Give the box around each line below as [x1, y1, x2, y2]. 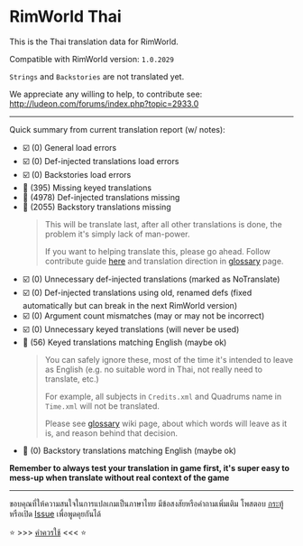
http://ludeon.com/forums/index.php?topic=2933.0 [9, 97, 199, 109]
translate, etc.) [44, 373, 99, 384]
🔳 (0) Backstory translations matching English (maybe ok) [22, 445, 237, 456]
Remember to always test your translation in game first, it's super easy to [9, 462, 290, 473]
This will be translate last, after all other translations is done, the [44, 218, 282, 229]
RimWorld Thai [9, 6, 122, 27]
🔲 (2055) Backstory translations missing [22, 201, 171, 212]
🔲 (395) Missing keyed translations [22, 182, 151, 193]
